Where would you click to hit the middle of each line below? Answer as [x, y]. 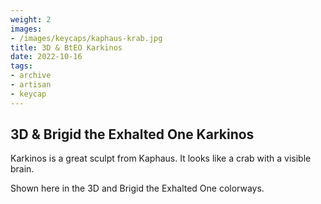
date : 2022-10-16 [46, 57]
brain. [22, 169]
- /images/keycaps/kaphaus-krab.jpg [86, 38]
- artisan [31, 85]
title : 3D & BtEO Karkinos [66, 47]
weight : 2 [31, 19]
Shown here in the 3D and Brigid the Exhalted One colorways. [137, 188]
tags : [21, 66]
